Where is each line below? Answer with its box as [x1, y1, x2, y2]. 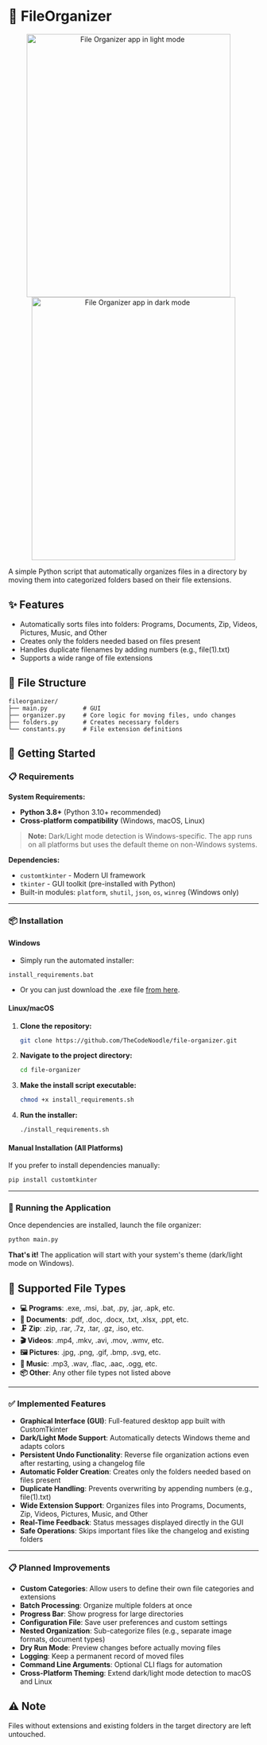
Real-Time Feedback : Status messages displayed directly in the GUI [19, 1517, 244, 1527]
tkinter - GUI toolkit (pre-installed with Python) [19, 879, 176, 889]
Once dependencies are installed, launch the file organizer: [8, 1221, 202, 1230]
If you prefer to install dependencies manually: [8, 1161, 161, 1170]
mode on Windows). [8, 1259, 75, 1268]
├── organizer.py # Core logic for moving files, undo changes [8, 711, 237, 719]
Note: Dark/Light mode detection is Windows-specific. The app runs [27, 832, 253, 841]
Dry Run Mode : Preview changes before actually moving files [19, 1642, 221, 1652]
